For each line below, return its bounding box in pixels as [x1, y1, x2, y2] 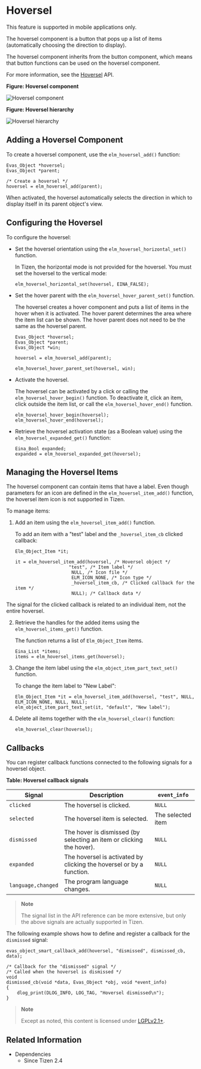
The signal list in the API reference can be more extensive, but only [20, 912, 187, 919]
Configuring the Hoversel [6, 218, 103, 228]
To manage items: [6, 507, 50, 514]
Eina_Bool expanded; [14, 445, 66, 451]
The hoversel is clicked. [63, 801, 130, 809]
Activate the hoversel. [14, 376, 69, 383]
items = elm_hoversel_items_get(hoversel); [14, 654, 126, 660]
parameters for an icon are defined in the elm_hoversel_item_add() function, [6, 489, 194, 496]
